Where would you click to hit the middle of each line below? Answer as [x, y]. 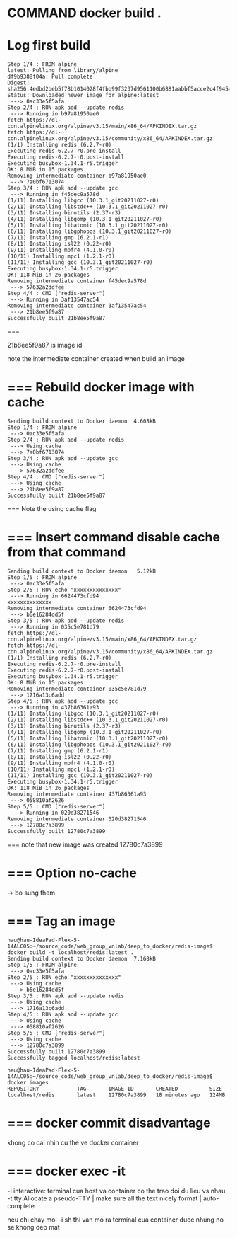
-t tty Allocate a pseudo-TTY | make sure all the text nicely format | [105, 1198]
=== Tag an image [61, 921]
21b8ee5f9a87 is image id [45, 345]
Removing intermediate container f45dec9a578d [77, 281]
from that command [67, 552]
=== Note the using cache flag [52, 509]
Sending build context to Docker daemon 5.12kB [82, 571]
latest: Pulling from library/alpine [63, 71]
